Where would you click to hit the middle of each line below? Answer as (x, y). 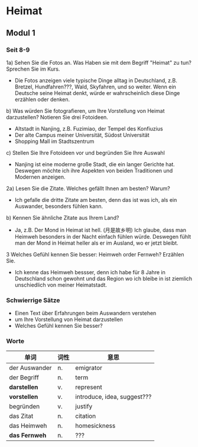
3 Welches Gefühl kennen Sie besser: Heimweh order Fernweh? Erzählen (95, 254)
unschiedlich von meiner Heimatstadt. (61, 285)
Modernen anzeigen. (40, 177)
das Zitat (21, 416)
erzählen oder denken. (42, 99)
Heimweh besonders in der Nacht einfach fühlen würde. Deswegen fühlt (103, 236)
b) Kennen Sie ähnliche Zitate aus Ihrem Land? (63, 217)
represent (89, 387)
